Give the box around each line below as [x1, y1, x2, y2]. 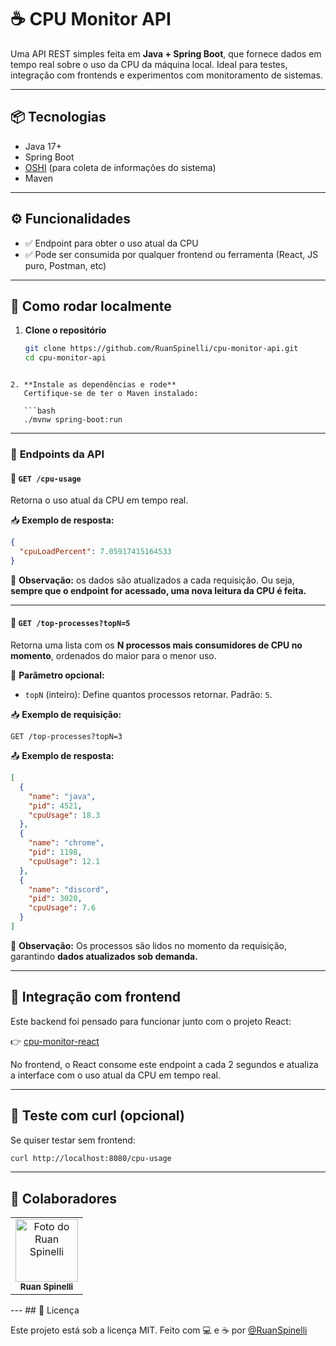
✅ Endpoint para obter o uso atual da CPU [24, 237, 199, 249]
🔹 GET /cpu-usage [10, 472, 82, 484]
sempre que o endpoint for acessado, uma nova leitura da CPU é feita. [10, 584, 307, 596]
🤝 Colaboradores [10, 1190, 118, 1207]
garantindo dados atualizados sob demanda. [10, 950, 198, 962]
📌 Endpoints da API [10, 447, 105, 461]
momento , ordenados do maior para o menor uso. [10, 650, 217, 662]
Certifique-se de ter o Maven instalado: [23, 389, 199, 399]
